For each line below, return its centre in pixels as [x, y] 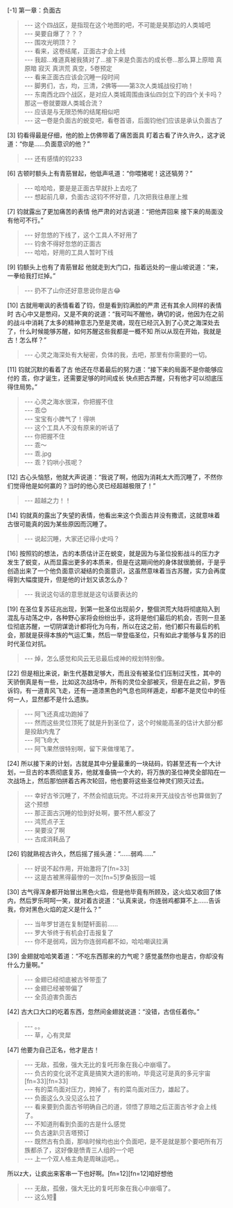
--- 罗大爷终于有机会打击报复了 [69, 933]
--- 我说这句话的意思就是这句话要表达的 [81, 594]
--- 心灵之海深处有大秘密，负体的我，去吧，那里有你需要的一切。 [118, 355]
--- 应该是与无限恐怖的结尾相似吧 [72, 112]
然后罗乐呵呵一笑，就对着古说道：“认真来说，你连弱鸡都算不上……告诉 [120, 900]
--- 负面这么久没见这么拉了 [63, 1098]
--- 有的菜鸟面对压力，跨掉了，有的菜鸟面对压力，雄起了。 [108, 1089]
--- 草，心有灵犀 [48, 1035]
